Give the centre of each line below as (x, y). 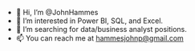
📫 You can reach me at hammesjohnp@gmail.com (100, 38)
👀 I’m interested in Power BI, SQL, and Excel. (89, 21)
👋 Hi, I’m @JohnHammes (57, 12)
